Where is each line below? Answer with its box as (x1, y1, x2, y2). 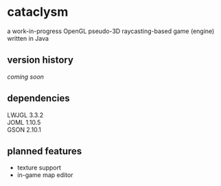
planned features (7, 145, 82, 157)
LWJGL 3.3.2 (7, 111, 44, 119)
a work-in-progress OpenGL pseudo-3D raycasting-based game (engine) (7, 27, 215, 35)
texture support (16, 163, 62, 172)
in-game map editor (16, 171, 73, 179)
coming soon (7, 72, 45, 81)
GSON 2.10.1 (7, 125, 41, 134)
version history (7, 54, 74, 66)
